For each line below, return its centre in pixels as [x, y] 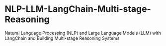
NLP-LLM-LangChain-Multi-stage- [78, 9]
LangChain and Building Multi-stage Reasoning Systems [62, 38]
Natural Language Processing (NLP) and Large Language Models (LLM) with [83, 33]
